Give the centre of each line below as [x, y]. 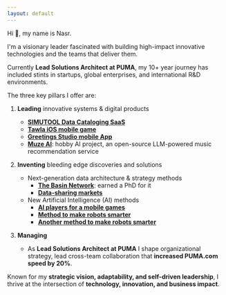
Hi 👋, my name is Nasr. [39, 33]
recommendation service [63, 151]
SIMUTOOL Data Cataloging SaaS [76, 122]
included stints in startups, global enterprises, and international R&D [104, 74]
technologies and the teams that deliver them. [73, 54]
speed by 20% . [50, 263]
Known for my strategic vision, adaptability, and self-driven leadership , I [113, 276]
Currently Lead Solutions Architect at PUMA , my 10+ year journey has [108, 67]
